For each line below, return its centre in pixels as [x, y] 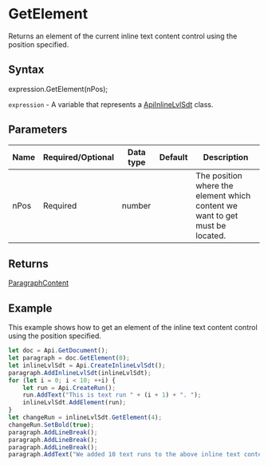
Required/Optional [78, 157]
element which [223, 195]
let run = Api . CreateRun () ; [69, 388]
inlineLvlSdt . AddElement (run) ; [75, 403]
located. [211, 235]
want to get [217, 215]
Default [173, 157]
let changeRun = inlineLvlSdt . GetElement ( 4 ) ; [85, 418]
